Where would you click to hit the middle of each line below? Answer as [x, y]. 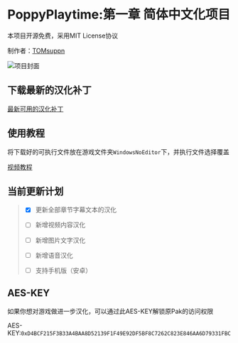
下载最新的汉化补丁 [49, 91]
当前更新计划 [36, 191]
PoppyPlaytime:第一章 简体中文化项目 [119, 15]
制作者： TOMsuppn [36, 50]
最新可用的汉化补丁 [36, 109]
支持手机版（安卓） [64, 270]
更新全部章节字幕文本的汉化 [76, 209]
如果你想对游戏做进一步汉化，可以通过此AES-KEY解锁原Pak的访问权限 [110, 311]
